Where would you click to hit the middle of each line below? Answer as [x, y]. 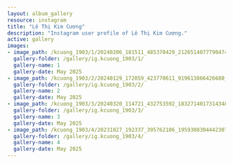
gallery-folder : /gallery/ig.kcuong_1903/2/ [79, 85]
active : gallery [31, 40]
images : [18, 46]
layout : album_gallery [40, 14]
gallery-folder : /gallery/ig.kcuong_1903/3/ [79, 110]
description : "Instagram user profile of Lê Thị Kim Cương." [97, 33]
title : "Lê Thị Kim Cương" [46, 26]
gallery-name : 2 [37, 91]
